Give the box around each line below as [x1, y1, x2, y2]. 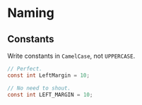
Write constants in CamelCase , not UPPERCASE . [7, 51, 136, 60]
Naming [7, 5, 54, 21]
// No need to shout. [7, 85, 71, 92]
